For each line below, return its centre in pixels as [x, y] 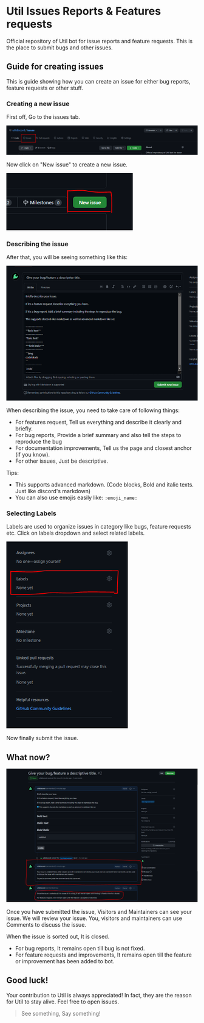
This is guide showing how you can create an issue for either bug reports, [98, 81]
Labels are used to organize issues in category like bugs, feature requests [99, 527]
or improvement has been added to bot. [65, 961]
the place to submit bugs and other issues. [60, 48]
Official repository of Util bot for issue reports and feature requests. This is [100, 41]
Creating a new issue [38, 104]
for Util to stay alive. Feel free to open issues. [63, 1002]
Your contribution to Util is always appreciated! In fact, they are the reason [99, 995]
